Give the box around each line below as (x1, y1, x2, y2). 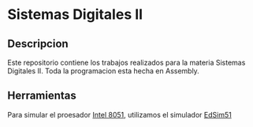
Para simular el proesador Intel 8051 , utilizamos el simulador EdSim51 (7, 110, 232, 119)
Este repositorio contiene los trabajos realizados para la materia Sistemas (7, 58, 246, 67)
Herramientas (7, 89, 76, 103)
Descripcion (7, 37, 69, 50)
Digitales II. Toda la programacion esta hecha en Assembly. (7, 66, 200, 76)
